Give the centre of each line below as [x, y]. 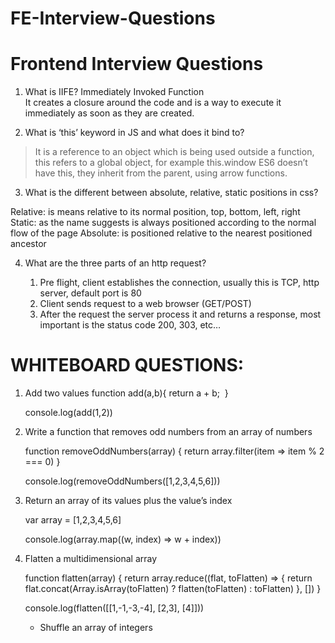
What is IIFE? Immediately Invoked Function [114, 92]
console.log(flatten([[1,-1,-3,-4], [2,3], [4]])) [114, 608]
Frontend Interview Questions [137, 64]
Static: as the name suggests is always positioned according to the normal [163, 223]
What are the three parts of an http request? [115, 263]
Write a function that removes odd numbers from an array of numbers [168, 432]
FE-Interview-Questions [113, 18]
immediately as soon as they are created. [109, 113]
